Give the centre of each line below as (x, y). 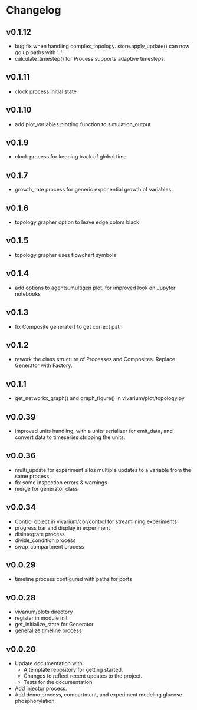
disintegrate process (40, 534)
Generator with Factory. (43, 365)
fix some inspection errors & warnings (61, 482)
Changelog (34, 10)
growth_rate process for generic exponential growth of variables (93, 190)
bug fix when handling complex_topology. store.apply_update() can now (102, 46)
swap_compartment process (49, 546)
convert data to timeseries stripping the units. (70, 437)
